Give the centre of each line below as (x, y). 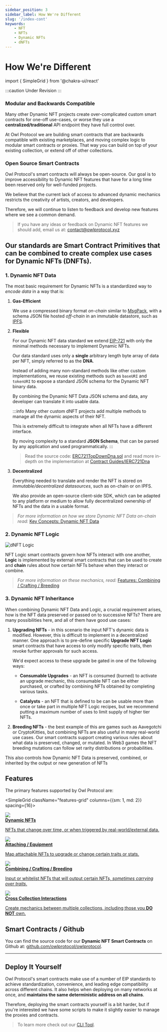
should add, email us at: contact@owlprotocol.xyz (69, 230)
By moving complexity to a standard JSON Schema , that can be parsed (85, 441)
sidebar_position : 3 (27, 10)
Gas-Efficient (27, 301)
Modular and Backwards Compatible (50, 103)
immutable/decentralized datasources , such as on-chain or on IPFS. (82, 486)
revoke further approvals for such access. (55, 651)
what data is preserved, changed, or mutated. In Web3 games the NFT (84, 743)
